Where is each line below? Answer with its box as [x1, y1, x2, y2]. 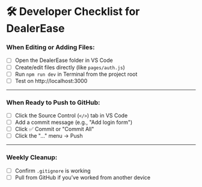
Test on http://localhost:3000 [14, 77, 88, 84]
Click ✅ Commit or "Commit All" [14, 126, 94, 133]
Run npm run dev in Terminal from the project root [14, 70, 138, 78]
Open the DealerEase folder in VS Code [14, 57, 113, 64]
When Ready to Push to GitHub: [6, 98, 100, 106]
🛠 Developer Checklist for [6, 5, 140, 19]
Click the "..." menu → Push [14, 132, 83, 139]
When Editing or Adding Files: [6, 43, 95, 52]
